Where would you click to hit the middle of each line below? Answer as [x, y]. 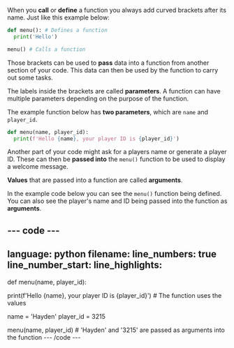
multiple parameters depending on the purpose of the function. [98, 98]
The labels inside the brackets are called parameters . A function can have [114, 91]
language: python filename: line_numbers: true [112, 254]
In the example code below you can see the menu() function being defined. [115, 194]
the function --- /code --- [44, 337]
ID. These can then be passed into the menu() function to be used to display [116, 159]
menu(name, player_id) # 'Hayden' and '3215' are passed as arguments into [116, 330]
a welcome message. [38, 167]
